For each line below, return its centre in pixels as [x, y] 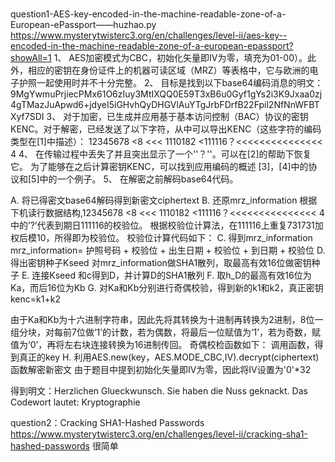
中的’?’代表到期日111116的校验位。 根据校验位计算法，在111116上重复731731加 [167, 225]
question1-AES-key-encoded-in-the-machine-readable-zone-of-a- [148, 14]
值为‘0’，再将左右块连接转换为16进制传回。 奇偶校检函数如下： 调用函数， [162, 345]
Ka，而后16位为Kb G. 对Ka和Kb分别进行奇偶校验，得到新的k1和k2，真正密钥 [167, 288]
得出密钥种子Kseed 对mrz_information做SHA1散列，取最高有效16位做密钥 [161, 263]
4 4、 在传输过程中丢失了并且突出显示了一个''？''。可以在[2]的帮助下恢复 [161, 154]
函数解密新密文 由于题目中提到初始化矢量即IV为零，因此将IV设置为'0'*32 [161, 370]
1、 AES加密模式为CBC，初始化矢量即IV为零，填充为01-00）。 [180, 58]
